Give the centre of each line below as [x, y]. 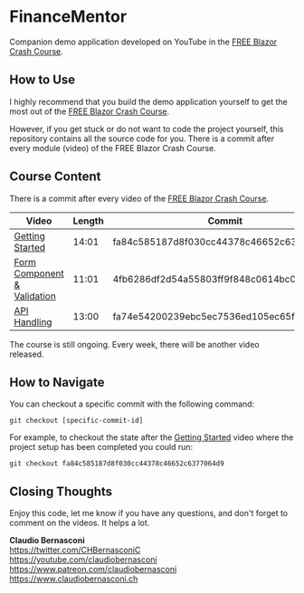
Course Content [55, 177]
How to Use [43, 80]
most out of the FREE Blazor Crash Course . [90, 111]
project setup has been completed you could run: [101, 447]
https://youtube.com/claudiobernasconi [83, 560]
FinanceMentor [68, 17]
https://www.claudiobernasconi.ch [74, 579]
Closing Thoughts [61, 491]
